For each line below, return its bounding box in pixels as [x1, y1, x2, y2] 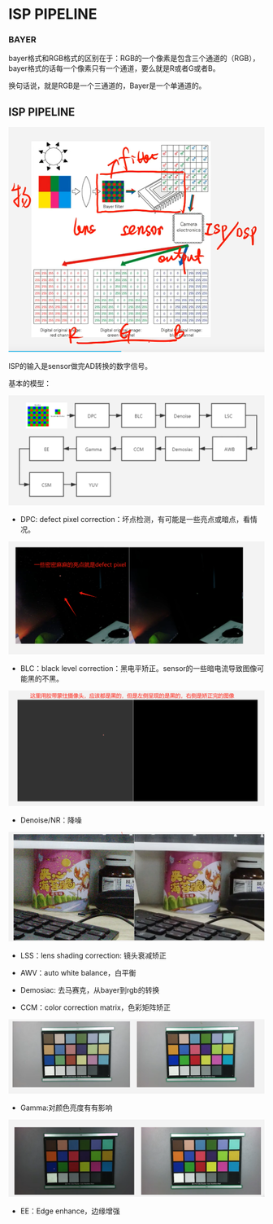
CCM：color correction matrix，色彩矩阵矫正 [19, 1002, 171, 1012]
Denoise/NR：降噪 [19, 815, 83, 825]
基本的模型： [8, 379, 51, 388]
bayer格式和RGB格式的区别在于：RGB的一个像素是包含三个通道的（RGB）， [8, 54, 260, 64]
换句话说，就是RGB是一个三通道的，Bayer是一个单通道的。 [8, 81, 206, 90]
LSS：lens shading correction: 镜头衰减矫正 [19, 950, 167, 960]
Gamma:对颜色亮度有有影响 [19, 1103, 113, 1112]
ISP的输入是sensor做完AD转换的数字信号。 [8, 362, 153, 371]
